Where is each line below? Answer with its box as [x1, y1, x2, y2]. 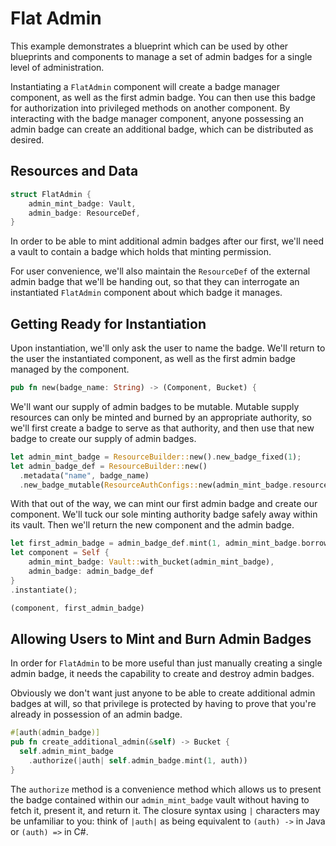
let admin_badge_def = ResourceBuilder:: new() [10, 461, 208, 471]
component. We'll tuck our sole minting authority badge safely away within [10, 508, 318, 521]
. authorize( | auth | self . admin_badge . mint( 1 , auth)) [28, 756, 248, 766]
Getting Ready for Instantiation [10, 315, 207, 332]
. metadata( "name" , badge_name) [19, 470, 150, 481]
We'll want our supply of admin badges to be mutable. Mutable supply [10, 400, 300, 412]
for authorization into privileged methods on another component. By [10, 102, 291, 114]
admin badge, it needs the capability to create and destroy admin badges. [10, 668, 315, 680]
